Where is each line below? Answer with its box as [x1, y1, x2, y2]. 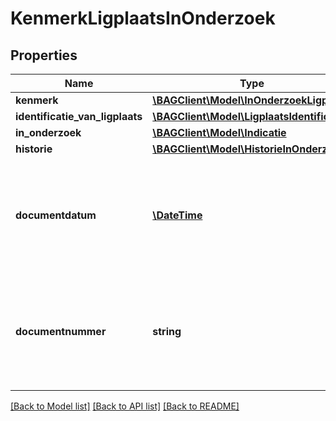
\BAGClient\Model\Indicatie [152, 126, 287, 139]
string [152, 325, 182, 338]
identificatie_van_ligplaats [15, 110, 143, 123]
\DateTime [152, 208, 203, 222]
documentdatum [15, 208, 97, 222]
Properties [10, 47, 78, 64]
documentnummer [15, 325, 107, 338]
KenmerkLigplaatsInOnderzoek [10, 7, 276, 30]
